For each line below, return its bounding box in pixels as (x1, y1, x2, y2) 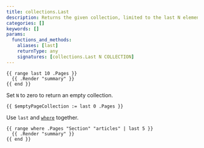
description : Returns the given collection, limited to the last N (6, 14, 181, 21)
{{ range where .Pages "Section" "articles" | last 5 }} (6, 125, 154, 132)
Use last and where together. (6, 114, 79, 121)
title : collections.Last (6, 8, 69, 15)
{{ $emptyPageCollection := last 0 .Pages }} (6, 103, 123, 109)
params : (6, 31, 26, 37)
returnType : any (17, 48, 59, 54)
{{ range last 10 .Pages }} (6, 70, 78, 76)
